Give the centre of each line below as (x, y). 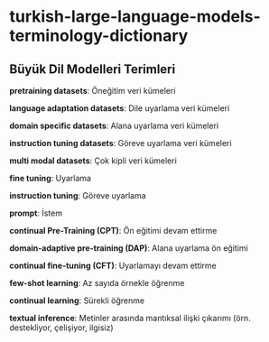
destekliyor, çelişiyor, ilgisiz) (62, 328)
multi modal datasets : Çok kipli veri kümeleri (93, 161)
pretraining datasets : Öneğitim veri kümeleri (93, 91)
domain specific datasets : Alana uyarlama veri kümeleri (114, 125)
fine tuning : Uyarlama (51, 178)
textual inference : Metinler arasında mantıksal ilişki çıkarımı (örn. (130, 318)
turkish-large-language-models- (135, 17)
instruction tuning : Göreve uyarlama (78, 195)
